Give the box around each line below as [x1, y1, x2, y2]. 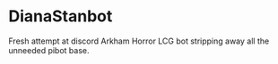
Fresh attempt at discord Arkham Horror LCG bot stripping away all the [8, 36, 270, 46]
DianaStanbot [8, 6, 113, 27]
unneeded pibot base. [8, 44, 90, 55]
